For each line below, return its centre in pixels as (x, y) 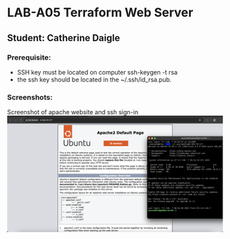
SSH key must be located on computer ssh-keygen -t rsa (97, 72)
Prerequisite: (29, 58)
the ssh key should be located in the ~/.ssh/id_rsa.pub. (94, 79)
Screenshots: (30, 97)
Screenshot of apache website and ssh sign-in (73, 112)
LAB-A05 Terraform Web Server (100, 13)
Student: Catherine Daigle (64, 38)
